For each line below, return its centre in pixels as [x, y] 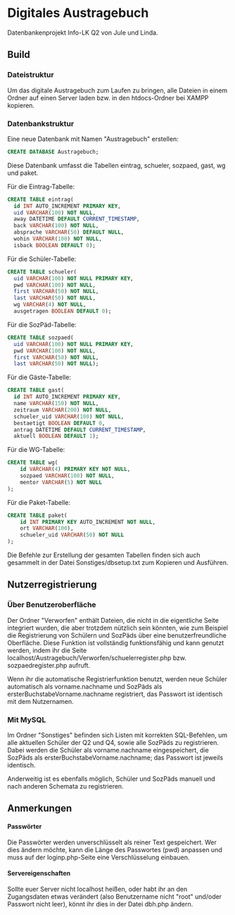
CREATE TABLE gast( [36, 390]
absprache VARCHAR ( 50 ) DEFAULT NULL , [69, 232]
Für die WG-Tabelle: [36, 450]
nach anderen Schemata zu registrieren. [66, 787]
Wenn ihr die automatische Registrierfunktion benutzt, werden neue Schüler [117, 678]
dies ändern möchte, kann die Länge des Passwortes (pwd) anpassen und [115, 849]
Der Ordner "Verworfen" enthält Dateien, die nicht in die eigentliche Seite [113, 620]
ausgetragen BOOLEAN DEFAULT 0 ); [63, 311]
